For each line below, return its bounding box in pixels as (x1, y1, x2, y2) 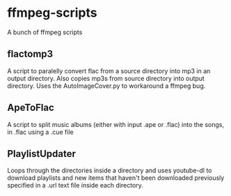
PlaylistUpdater (7, 148, 77, 160)
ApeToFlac (7, 102, 54, 114)
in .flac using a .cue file (7, 128, 74, 136)
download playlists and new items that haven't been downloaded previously (7, 174, 225, 182)
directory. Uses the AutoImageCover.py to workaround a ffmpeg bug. (7, 82, 206, 90)
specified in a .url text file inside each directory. (7, 181, 144, 190)
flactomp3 (7, 48, 54, 60)
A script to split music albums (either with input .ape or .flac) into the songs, (7, 120, 225, 128)
